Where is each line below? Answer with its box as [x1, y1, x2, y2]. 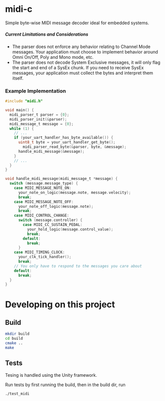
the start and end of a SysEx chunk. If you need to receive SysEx [12, 64, 144, 70]
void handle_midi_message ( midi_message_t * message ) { [5, 177, 118, 181]
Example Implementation [5, 88, 66, 94]
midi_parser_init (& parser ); [9, 117, 67, 122]
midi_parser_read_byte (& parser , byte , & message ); [23, 144, 127, 149]
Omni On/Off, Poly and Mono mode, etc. [12, 54, 94, 60]
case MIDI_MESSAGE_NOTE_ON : [14, 185, 71, 191]
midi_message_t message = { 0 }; [9, 121, 74, 127]
